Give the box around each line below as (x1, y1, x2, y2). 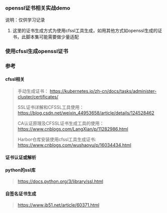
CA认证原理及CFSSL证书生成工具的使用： (17, 120, 104, 127)
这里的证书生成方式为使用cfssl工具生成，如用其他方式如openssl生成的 (12, 28, 158, 34)
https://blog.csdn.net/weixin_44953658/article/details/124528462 (17, 110, 154, 116)
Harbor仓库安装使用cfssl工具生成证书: (17, 136, 97, 142)
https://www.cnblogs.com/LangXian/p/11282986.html (17, 126, 128, 132)
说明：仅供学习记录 (5, 17, 45, 23)
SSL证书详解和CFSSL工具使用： (17, 104, 85, 111)
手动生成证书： (17, 88, 49, 94)
